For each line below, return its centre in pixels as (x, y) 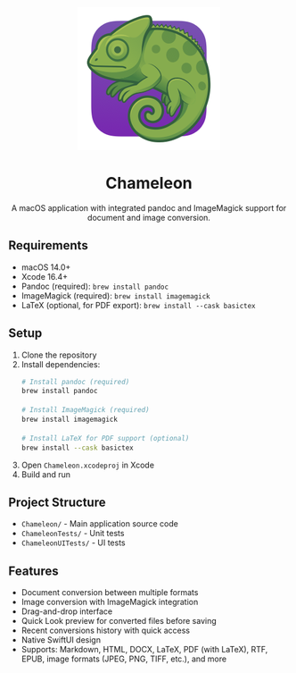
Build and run (45, 474)
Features (33, 571)
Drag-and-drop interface (67, 611)
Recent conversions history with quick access (106, 631)
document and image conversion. (149, 217)
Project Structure (57, 502)
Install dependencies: (61, 364)
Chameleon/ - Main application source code (100, 524)
